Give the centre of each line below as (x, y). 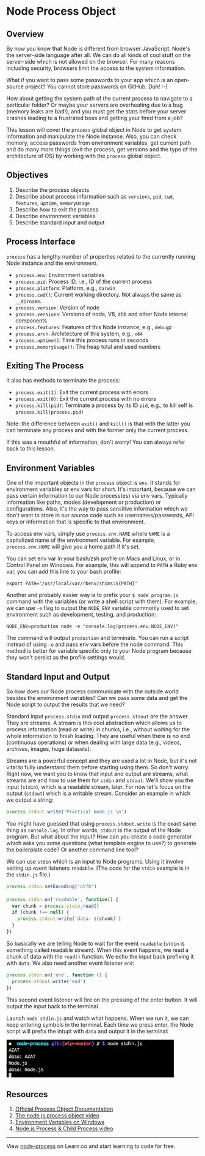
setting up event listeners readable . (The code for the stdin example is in (98, 868)
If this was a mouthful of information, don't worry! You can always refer (96, 442)
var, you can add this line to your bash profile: (64, 572)
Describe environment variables (55, 216)
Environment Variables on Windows (60, 1122)
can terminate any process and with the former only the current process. (98, 430)
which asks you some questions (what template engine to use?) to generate (102, 843)
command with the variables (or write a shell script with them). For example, (102, 601)
